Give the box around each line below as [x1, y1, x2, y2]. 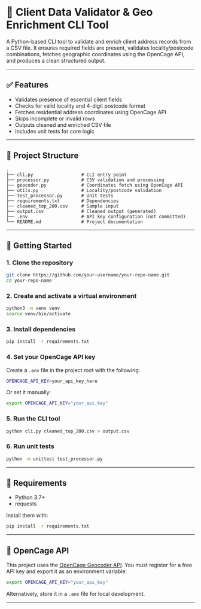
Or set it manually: [6, 389, 51, 396]
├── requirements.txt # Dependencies [6, 197, 119, 204]
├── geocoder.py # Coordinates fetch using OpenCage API [6, 182, 184, 188]
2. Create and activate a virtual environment [6, 291, 137, 300]
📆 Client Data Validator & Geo [6, 5, 153, 19]
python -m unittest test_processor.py [6, 456, 103, 462]
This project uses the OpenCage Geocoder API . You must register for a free [6, 562, 193, 569]
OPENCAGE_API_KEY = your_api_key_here [6, 378, 98, 384]
